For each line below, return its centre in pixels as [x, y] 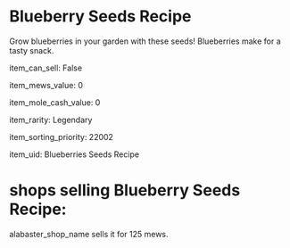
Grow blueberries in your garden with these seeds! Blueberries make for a [145, 41]
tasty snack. [32, 50]
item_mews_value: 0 [46, 85]
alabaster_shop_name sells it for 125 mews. [89, 234]
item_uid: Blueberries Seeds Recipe [75, 154]
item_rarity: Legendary [51, 120]
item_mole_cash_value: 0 [55, 102]
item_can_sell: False [46, 68]
